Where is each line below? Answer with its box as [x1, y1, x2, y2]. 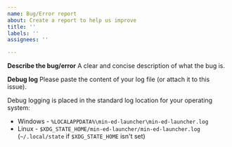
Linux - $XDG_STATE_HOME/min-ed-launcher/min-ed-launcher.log [17, 125, 200, 133]
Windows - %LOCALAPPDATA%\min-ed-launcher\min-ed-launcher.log [17, 117, 209, 126]
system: [7, 104, 30, 112]
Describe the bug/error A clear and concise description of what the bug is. [7, 62, 226, 70]
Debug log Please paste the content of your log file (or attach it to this [7, 75, 210, 84]
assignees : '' [7, 36, 49, 43]
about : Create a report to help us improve [7, 17, 137, 24]
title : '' [7, 23, 37, 30]
